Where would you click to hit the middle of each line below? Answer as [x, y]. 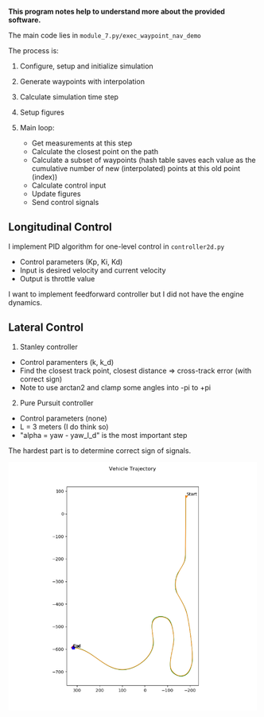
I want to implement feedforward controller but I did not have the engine [126, 294]
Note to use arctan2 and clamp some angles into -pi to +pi [115, 387]
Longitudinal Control [60, 227]
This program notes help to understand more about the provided [116, 12]
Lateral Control [46, 328]
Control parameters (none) [63, 418]
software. [25, 20]
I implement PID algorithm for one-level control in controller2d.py [116, 246]
